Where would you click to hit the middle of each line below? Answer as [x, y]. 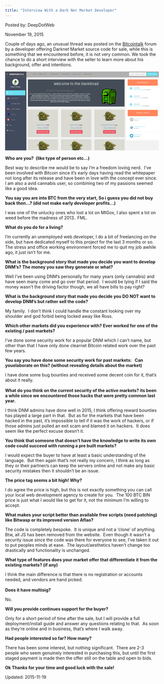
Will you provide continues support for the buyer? [57, 609]
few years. [16, 351]
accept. [13, 506]
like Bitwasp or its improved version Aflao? [49, 520]
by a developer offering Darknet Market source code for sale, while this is [79, 49]
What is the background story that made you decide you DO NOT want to [80, 296]
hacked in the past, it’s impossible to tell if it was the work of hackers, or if [79, 421]
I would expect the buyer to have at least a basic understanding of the [75, 455]
